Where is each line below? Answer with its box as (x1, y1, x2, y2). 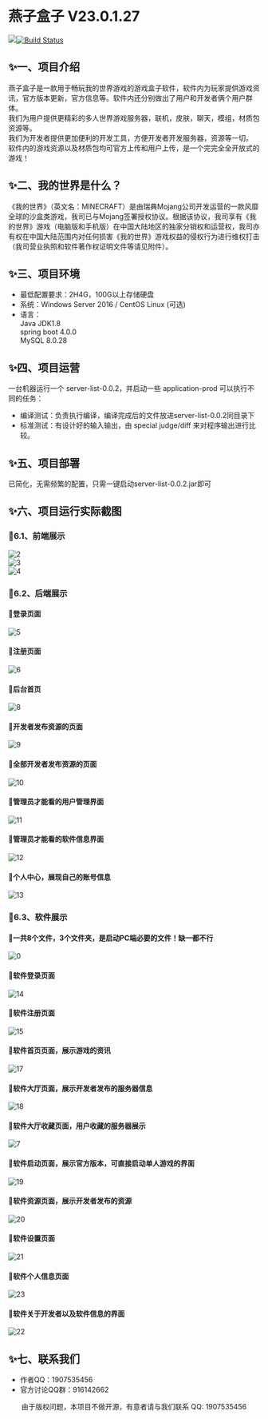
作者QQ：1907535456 (19, 1375, 93, 1385)
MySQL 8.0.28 (19, 336, 68, 345)
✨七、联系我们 (8, 1352, 81, 1365)
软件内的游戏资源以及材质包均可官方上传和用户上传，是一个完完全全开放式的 (8, 143, 260, 153)
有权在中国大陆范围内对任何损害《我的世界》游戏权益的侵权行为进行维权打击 (8, 231, 260, 241)
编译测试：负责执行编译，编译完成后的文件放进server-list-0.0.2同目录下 (19, 411, 255, 421)
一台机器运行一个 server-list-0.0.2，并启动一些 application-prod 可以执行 (8, 384, 248, 393)
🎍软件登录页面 (8, 971, 56, 980)
